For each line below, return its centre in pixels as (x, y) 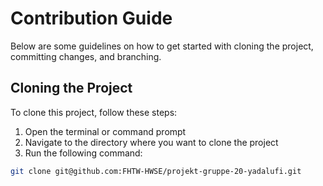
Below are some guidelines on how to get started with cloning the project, (162, 46)
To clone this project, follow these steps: (94, 112)
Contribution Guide (91, 18)
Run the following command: (83, 153)
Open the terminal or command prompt (105, 131)
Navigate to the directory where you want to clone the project (151, 142)
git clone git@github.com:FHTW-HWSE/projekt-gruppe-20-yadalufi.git (156, 171)
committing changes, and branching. (86, 56)
